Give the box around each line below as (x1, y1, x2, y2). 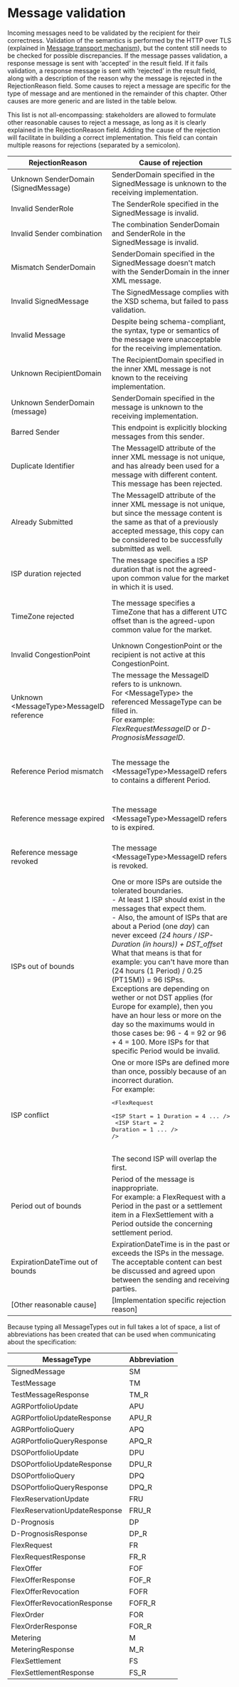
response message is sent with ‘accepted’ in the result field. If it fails (7, 58, 208, 67)
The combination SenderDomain (111, 219, 221, 229)
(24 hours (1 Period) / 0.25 (111, 965, 203, 975)
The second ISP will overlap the (111, 1153, 217, 1163)
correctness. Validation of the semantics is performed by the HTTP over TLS (7, 36, 232, 44)
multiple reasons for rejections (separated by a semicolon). (7, 140, 181, 149)
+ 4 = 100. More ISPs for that (111, 1037, 210, 1047)
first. (111, 1163, 127, 1173)
